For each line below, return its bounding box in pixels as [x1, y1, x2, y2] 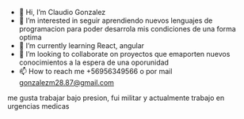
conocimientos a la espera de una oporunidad [18, 58, 170, 67]
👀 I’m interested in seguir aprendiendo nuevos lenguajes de [18, 16, 213, 25]
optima [18, 32, 42, 42]
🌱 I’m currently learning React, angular [18, 41, 144, 50]
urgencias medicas [7, 102, 70, 110]
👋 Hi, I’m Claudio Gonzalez [18, 8, 106, 17]
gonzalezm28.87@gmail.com [18, 78, 114, 87]
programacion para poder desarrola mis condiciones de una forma [18, 24, 237, 33]
